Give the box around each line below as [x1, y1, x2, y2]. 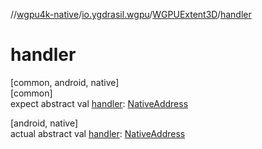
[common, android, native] [10, 76, 120, 88]
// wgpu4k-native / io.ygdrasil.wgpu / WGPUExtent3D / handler [10, 9, 252, 20]
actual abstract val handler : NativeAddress [10, 127, 186, 139]
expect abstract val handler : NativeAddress [10, 97, 189, 109]
